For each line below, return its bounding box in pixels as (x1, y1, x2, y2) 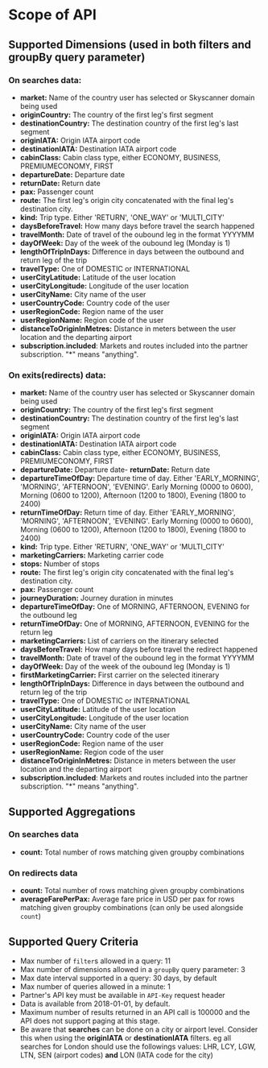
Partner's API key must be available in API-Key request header (19, 990, 225, 1000)
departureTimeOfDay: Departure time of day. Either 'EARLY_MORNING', (19, 474, 260, 483)
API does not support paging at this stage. (19, 1016, 160, 1025)
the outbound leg (19, 611, 78, 620)
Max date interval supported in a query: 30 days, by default (19, 973, 217, 983)
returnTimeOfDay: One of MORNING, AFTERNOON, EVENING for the (19, 619, 249, 629)
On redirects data (8, 867, 78, 879)
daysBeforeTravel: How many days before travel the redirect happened (19, 644, 258, 654)
